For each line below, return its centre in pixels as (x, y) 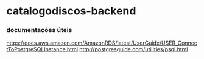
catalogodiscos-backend (71, 11)
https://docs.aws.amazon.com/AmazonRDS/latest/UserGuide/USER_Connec (102, 43)
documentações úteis (39, 30)
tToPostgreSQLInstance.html (42, 49)
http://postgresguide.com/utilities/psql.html (133, 49)
